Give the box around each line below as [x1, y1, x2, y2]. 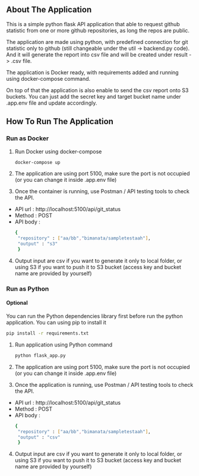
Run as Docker [6, 134, 49, 143]
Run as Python [6, 285, 49, 293]
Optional [6, 300, 28, 307]
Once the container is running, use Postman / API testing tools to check [14, 188, 190, 195]
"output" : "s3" [17, 241, 58, 247]
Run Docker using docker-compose [14, 148, 102, 155]
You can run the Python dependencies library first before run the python [6, 313, 183, 320]
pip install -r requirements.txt [6, 330, 89, 336]
